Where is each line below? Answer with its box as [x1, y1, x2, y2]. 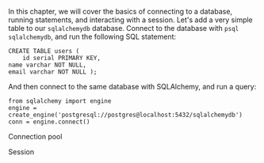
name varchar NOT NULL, [8, 61, 87, 69]
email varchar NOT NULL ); [8, 68, 98, 76]
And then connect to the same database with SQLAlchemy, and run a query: [8, 82, 257, 91]
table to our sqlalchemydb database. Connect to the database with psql [8, 24, 239, 32]
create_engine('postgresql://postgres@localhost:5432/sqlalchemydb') [8, 111, 243, 119]
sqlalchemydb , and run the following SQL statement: [8, 32, 177, 41]
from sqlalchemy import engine [8, 97, 112, 105]
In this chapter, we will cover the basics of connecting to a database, [8, 7, 232, 16]
